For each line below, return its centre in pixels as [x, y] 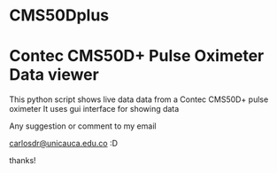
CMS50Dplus [59, 16]
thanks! [23, 161]
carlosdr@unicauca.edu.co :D [63, 144]
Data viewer [54, 75]
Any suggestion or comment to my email [83, 126]
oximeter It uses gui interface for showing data [94, 109]
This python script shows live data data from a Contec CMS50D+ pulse [139, 99]
